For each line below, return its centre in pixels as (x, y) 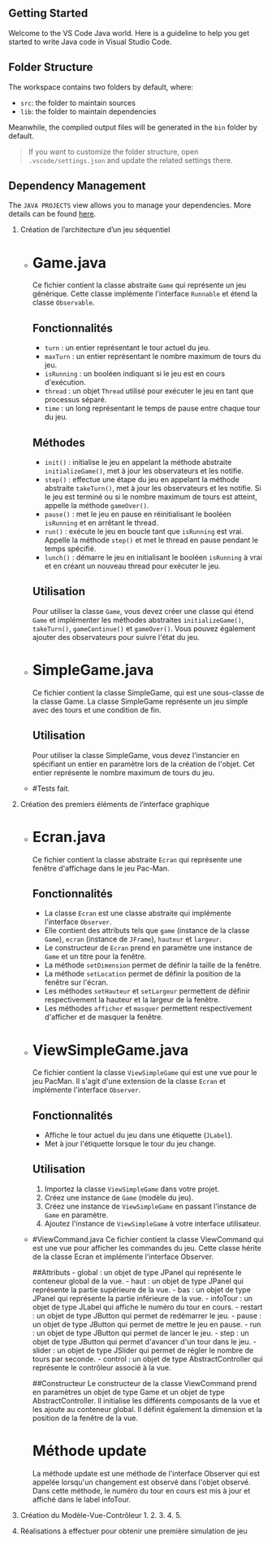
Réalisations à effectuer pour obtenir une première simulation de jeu (134, 1531)
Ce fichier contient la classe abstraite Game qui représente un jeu (139, 285)
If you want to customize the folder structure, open (113, 151)
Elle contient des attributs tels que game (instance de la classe (147, 931)
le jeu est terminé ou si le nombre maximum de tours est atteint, (151, 497)
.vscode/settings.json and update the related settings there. (130, 160)
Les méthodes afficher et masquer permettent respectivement (148, 1008)
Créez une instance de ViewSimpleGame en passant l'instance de (151, 1206)
